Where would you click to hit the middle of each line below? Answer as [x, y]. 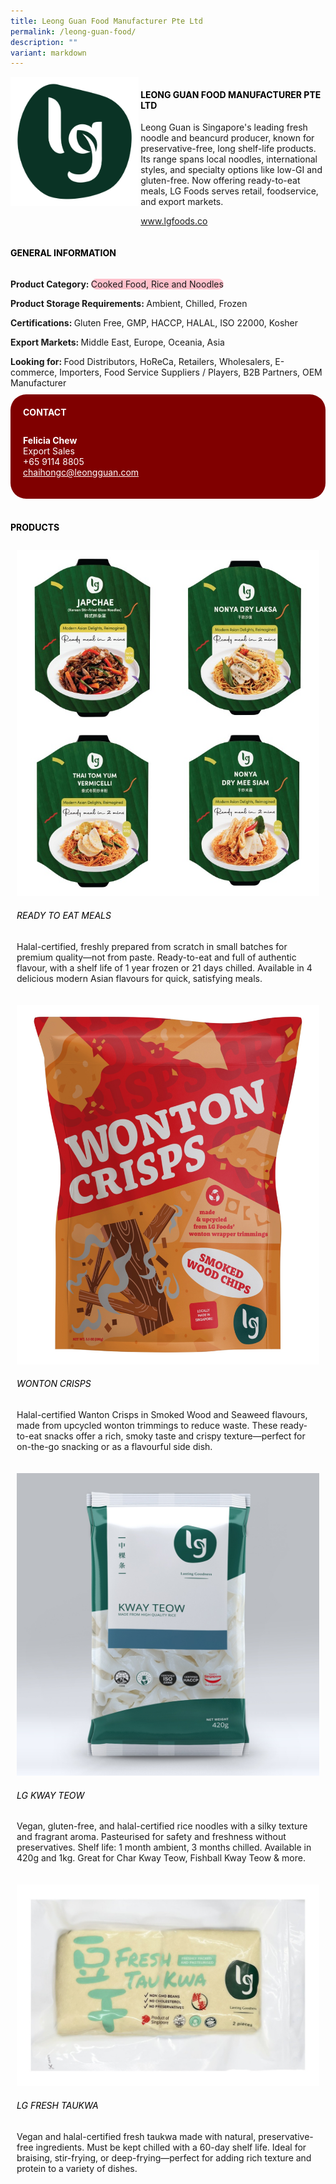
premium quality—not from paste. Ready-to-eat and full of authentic [156, 957]
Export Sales [49, 451]
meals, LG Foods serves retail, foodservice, [229, 191]
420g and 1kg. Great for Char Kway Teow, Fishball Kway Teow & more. [161, 1858]
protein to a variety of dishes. [77, 2168]
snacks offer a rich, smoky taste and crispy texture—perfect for [174, 1436]
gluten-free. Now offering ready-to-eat [220, 181]
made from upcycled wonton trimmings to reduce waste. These [147, 1425]
